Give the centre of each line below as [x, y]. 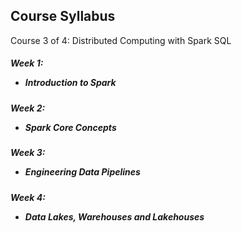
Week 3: [28, 153]
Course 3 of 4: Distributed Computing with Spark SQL [121, 40]
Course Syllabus [63, 16]
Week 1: [27, 63]
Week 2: [28, 108]
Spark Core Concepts [70, 127]
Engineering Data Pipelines [82, 172]
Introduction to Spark [70, 83]
